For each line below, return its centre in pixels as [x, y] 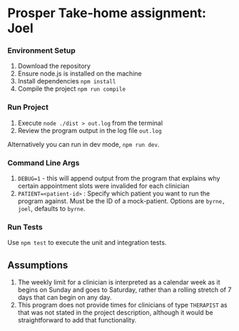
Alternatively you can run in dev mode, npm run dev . [83, 144]
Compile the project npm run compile [72, 89]
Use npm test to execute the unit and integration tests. [87, 243]
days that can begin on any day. [65, 297]
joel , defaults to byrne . [51, 209]
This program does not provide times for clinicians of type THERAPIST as [122, 305]
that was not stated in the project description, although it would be [115, 312]
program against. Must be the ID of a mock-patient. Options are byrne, [122, 201]
